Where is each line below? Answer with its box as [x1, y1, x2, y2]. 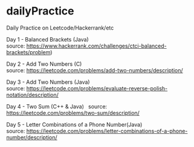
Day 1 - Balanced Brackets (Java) [6, 36, 89, 43]
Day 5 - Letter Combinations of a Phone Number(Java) [6, 120, 143, 128]
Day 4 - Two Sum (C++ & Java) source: [6, 102, 108, 110]
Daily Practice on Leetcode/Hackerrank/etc [6, 24, 114, 31]
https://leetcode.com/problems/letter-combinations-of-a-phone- [26, 127, 188, 134]
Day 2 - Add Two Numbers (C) [6, 60, 82, 67]
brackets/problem [6, 48, 51, 55]
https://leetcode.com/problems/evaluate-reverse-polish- [26, 84, 168, 92]
